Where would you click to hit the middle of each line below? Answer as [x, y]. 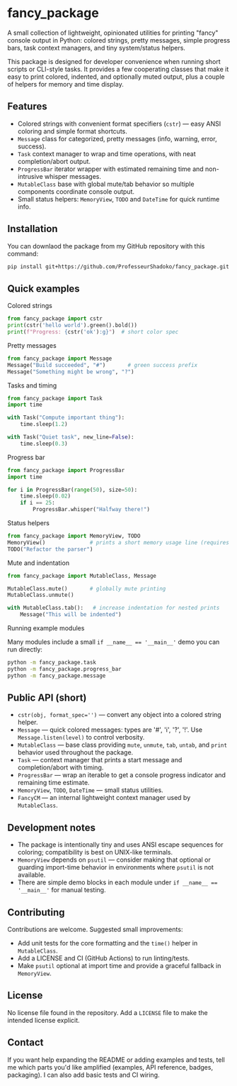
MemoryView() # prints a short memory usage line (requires [118, 542]
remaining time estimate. [53, 783]
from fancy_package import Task [55, 398]
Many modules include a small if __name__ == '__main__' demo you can [114, 642]
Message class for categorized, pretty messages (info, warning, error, [117, 138]
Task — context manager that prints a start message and [100, 760]
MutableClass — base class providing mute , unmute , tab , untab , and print [122, 745]
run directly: [25, 649]
